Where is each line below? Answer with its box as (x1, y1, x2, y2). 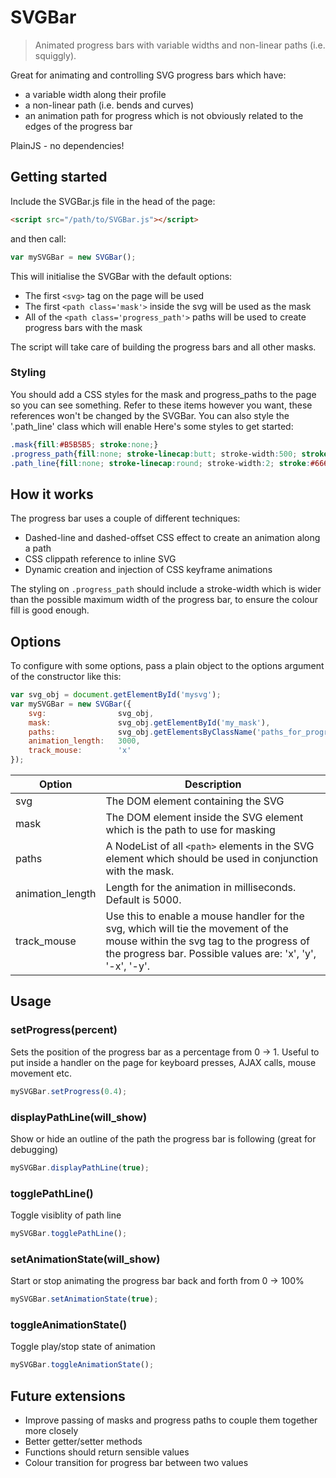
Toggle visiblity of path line (10, 1209, 122, 1221)
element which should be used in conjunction (105, 852, 319, 866)
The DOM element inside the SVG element (105, 811, 304, 825)
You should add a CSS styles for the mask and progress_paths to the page (10, 388, 317, 400)
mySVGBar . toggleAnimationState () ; (10, 1360, 155, 1370)
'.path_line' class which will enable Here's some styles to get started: (10, 420, 294, 432)
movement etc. (10, 1067, 72, 1079)
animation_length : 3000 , (28, 736, 141, 746)
